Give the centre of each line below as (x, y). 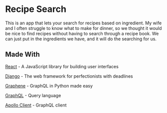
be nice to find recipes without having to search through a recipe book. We (82, 33)
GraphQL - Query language (33, 95)
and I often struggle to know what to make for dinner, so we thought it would (83, 28)
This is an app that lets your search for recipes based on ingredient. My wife (83, 23)
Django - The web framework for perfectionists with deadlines (69, 76)
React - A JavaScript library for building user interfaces (62, 66)
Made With (22, 55)
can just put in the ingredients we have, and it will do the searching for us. (81, 39)
